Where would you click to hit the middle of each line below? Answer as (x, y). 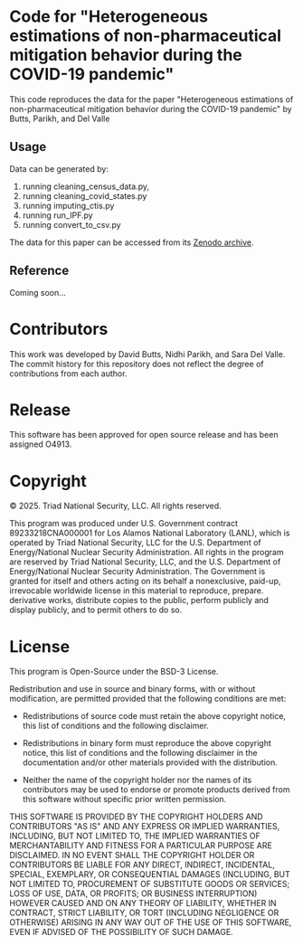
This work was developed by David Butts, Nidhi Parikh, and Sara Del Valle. (147, 354)
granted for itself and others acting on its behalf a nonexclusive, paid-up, (145, 581)
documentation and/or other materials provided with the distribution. (150, 762)
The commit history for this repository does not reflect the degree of (137, 364)
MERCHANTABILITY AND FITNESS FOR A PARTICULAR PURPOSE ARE (141, 846)
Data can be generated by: (59, 168)
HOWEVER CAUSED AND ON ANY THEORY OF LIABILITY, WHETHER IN (143, 903)
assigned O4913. (41, 444)
